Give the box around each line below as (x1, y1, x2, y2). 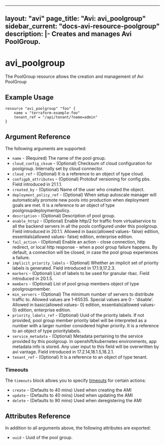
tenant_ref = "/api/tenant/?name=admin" (14, 115, 98, 120)
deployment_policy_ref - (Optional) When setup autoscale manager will (12, 192, 157, 198)
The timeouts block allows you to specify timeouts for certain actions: (5, 377, 146, 383)
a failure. (12, 254, 30, 260)
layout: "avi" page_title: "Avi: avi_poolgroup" (5, 14, 146, 23)
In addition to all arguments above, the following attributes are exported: (5, 425, 151, 431)
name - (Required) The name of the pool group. (12, 155, 106, 161)
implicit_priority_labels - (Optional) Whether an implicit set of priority (12, 260, 159, 266)
